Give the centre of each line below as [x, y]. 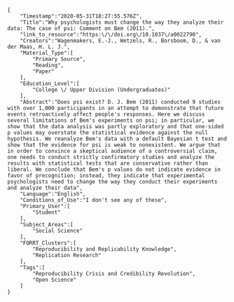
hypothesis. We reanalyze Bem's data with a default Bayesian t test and [117, 139]
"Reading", [48, 65]
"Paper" [43, 71]
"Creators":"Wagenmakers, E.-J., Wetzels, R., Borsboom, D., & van [120, 41]
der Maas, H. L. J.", [39, 47]
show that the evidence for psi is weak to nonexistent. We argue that [114, 145]
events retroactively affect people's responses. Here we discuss [106, 114]
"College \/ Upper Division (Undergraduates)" [102, 90]
